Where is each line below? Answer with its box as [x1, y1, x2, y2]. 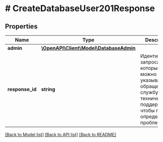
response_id [7, 86, 37, 93]
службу [140, 89, 159, 95]
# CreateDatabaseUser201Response [5, 3, 155, 14]
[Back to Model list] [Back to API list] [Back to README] [5, 132, 116, 137]
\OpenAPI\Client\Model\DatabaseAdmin [41, 45, 136, 51]
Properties [5, 22, 38, 31]
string [41, 86, 56, 93]
